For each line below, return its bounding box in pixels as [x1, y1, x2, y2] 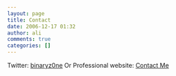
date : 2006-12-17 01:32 [7, 23, 76, 30]
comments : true [7, 36, 51, 43]
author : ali [7, 29, 42, 37]
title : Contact [7, 17, 51, 23]
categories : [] [7, 42, 51, 49]
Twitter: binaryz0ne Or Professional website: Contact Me [7, 61, 170, 69]
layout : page [7, 10, 45, 17]
